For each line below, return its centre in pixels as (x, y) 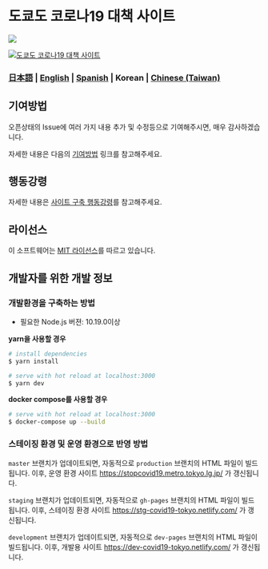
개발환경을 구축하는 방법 (52, 303)
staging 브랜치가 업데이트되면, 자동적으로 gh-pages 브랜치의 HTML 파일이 (124, 499)
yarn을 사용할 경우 (37, 338)
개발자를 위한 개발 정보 (61, 278)
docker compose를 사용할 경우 (58, 400)
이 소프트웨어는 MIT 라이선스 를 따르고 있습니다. (82, 251)
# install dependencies (48, 354)
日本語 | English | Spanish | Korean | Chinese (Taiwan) (114, 78)
